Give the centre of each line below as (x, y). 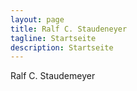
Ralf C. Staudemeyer (53, 76)
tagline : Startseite (53, 38)
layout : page (37, 19)
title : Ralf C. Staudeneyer (69, 29)
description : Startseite (62, 47)
